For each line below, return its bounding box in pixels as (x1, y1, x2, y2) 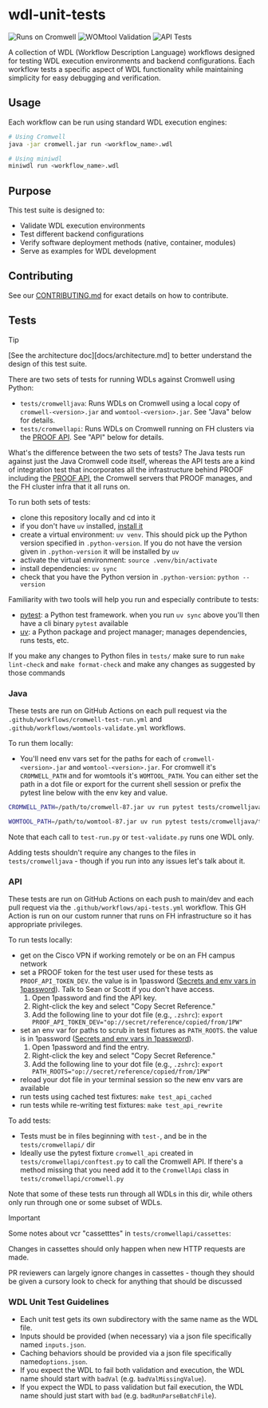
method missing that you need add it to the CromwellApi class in (19, 1165, 230, 1175)
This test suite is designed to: (8, 205, 105, 215)
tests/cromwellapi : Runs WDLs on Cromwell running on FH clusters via (19, 423, 254, 433)
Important (8, 1213, 41, 1223)
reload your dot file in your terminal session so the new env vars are (19, 1075, 243, 1085)
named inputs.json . (19, 1340, 86, 1350)
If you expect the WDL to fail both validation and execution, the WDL (19, 1366, 245, 1375)
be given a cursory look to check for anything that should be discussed (8, 1276, 242, 1287)
